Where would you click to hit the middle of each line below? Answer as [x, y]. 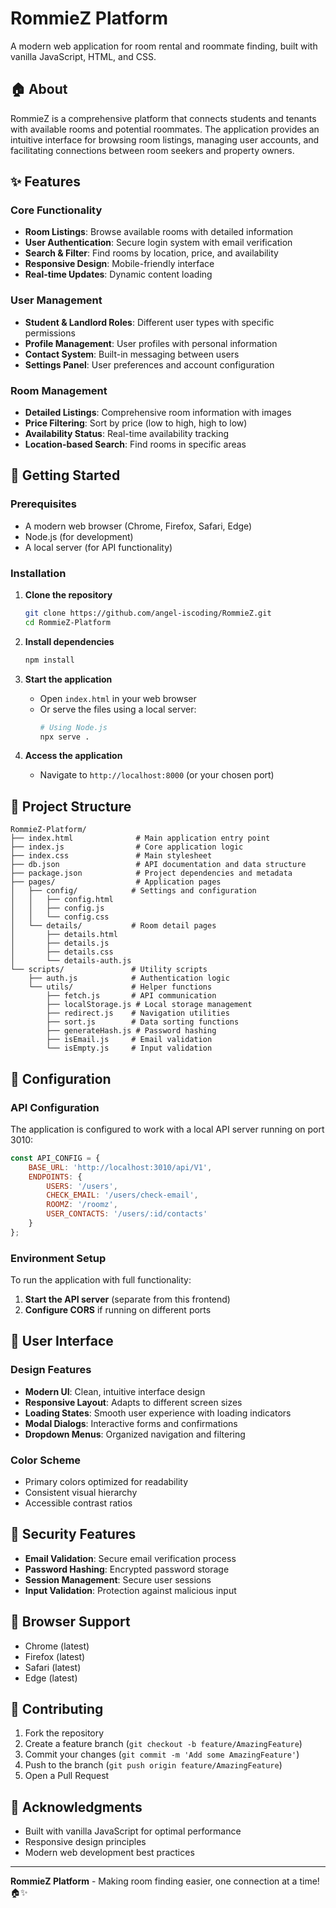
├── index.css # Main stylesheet [111, 856]
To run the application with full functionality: [101, 1280]
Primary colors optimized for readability [106, 1482]
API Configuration [55, 1107]
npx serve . [64, 737]
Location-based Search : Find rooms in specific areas [135, 444]
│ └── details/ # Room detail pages [113, 926]
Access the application [73, 756]
